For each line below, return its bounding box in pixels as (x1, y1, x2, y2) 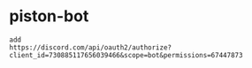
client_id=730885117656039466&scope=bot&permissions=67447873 (9, 50, 243, 59)
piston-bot (9, 6, 89, 26)
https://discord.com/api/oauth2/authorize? (9, 42, 172, 52)
